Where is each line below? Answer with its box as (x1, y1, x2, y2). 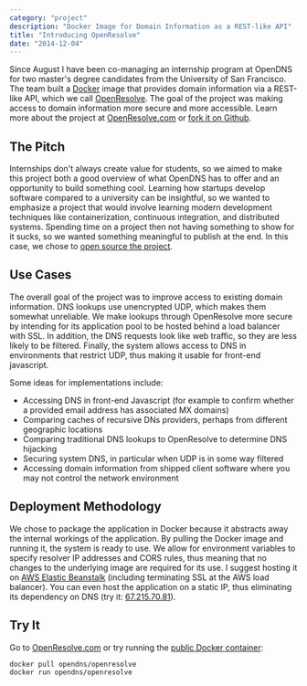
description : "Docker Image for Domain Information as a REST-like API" (9, 22, 292, 31)
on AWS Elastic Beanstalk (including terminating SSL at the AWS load (9, 572, 270, 583)
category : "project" (9, 13, 89, 23)
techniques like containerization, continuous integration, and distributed (9, 212, 281, 223)
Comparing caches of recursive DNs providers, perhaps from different (22, 414, 288, 425)
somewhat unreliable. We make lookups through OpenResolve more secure (9, 311, 293, 322)
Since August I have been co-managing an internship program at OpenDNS (9, 64, 293, 75)
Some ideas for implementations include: (9, 376, 164, 388)
